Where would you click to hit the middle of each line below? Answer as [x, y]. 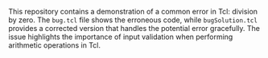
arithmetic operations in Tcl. [55, 45]
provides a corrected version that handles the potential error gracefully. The [134, 28]
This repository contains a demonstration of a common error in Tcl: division [133, 12]
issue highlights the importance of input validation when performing [121, 37]
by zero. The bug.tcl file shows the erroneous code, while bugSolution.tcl [133, 20]
